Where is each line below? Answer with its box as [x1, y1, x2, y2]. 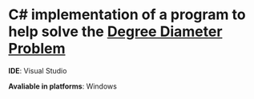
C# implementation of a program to [8, 6, 246, 24]
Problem [8, 40, 66, 57]
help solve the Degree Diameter [8, 22, 223, 41]
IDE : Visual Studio [8, 65, 67, 75]
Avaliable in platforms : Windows [8, 81, 118, 91]
